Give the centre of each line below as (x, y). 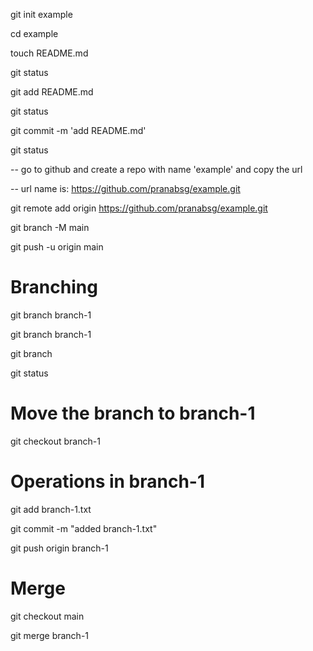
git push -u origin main (57, 247)
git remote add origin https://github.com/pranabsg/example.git (139, 208)
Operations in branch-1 (108, 481)
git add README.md (52, 92)
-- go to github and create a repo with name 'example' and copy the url (156, 169)
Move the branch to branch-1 (133, 413)
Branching (54, 287)
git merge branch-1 (50, 635)
